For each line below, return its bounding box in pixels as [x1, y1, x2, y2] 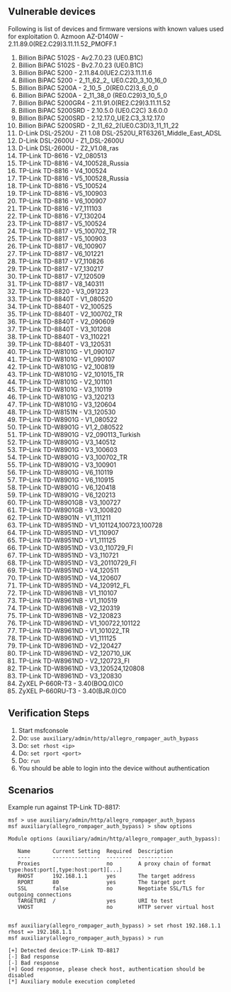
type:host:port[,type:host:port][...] [8, 866, 123, 873]
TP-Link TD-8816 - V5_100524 [18, 181, 107, 190]
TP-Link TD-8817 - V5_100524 [18, 219, 107, 228]
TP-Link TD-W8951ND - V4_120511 [18, 566, 119, 574]
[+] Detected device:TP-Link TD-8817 [8, 947, 120, 954]
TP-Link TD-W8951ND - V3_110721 [18, 551, 119, 559]
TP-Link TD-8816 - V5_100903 [18, 189, 107, 197]
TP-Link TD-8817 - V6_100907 [18, 241, 106, 250]
